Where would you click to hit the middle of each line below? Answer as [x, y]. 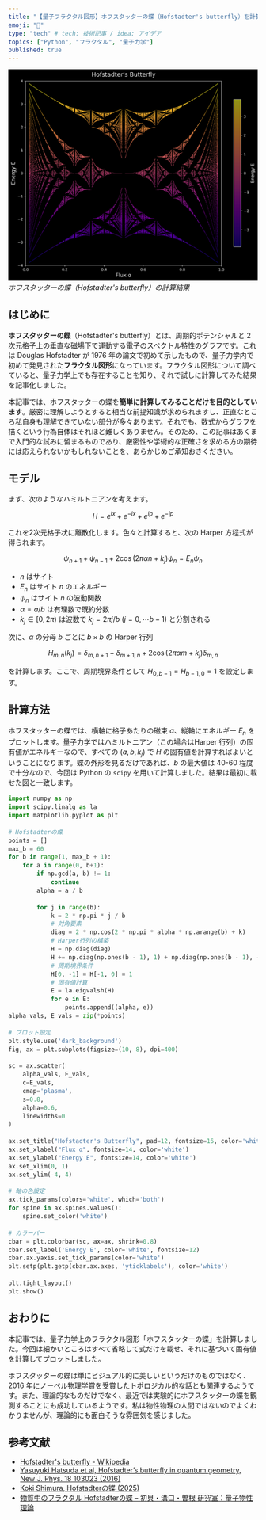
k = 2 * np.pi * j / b [88, 916]
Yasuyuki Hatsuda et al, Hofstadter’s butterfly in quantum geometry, [130, 1470]
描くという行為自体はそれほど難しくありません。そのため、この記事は [123, 431]
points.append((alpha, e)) [109, 1008]
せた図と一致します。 [43, 783]
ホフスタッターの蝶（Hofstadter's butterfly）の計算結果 [99, 287]
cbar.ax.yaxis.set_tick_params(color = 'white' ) [86, 1258]
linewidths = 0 [44, 1116]
